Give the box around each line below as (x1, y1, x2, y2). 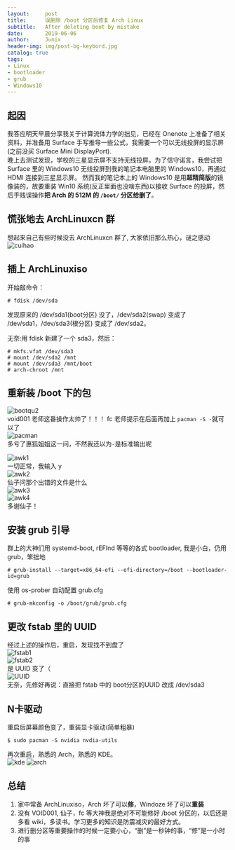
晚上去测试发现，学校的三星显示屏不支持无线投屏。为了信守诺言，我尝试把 (7, 156, 222, 165)
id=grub (7, 573, 30, 580)
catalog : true (7, 50, 49, 57)
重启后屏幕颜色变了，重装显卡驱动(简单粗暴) (7, 722, 135, 731)
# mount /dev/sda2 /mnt (7, 354, 77, 361)
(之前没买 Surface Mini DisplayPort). (7, 147, 112, 156)
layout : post (7, 10, 58, 18)
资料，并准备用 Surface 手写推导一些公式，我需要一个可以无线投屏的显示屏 (7, 138, 224, 147)
